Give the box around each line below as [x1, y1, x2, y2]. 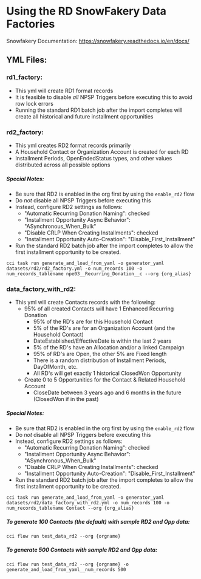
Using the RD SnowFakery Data [6, 4, 167, 18]
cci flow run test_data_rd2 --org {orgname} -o [6, 561, 129, 567]
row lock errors [15, 100, 53, 107]
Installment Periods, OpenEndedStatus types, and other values [15, 154, 172, 162]
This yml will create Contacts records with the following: [15, 299, 156, 306]
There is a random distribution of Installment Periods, [33, 357, 166, 364]
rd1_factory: [6, 73, 43, 81]
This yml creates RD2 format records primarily [15, 142, 131, 149]
